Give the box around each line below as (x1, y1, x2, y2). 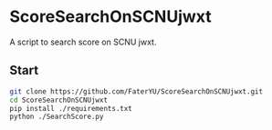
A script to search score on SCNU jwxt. (9, 36, 157, 47)
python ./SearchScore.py (9, 112, 104, 122)
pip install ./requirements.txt (9, 104, 132, 113)
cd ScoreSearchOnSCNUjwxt (9, 95, 108, 105)
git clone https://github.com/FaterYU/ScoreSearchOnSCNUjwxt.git (9, 86, 263, 96)
